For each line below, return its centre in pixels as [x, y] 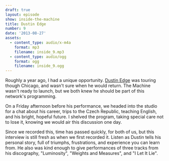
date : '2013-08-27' [26, 33]
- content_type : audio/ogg [38, 57]
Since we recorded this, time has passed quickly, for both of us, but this [80, 132]
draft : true [18, 10]
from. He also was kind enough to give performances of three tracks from [82, 148]
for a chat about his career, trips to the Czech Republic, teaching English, [81, 112]
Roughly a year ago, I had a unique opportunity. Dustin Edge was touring [81, 80]
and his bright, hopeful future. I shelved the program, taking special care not [84, 117]
